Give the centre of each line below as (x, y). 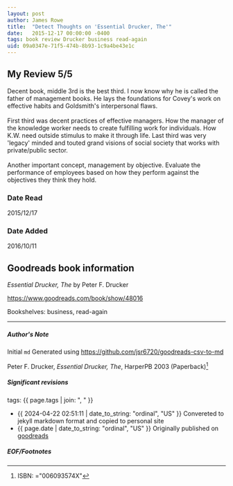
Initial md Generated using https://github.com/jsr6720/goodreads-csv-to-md (115, 352)
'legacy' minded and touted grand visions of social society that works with (113, 143)
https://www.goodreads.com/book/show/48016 (75, 298)
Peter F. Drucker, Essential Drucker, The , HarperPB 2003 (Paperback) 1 (108, 366)
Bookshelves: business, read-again (58, 312)
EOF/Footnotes (29, 452)
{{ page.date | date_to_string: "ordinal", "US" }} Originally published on (118, 428)
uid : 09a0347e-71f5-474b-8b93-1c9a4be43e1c (71, 46)
